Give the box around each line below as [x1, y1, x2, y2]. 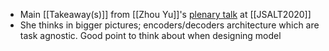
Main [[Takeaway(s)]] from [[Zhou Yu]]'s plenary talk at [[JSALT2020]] [19, 9, 312, 20]
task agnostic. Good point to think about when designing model [19, 30, 282, 41]
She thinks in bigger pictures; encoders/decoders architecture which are [19, 19, 320, 31]
